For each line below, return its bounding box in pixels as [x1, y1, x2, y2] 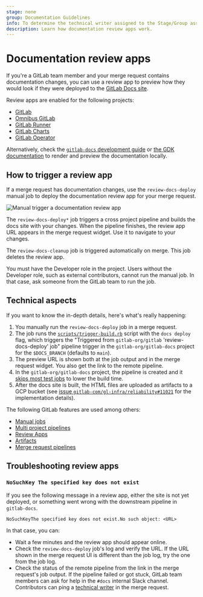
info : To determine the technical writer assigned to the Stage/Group [6, 20, 188, 26]
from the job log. [14, 558, 57, 565]
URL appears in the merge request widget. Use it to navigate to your [6, 228, 176, 236]
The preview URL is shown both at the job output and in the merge [14, 355, 181, 362]
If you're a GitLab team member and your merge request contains [6, 72, 170, 79]
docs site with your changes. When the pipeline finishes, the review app [6, 222, 185, 229]
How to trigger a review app [6, 170, 113, 180]
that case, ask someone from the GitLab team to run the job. [6, 278, 156, 285]
